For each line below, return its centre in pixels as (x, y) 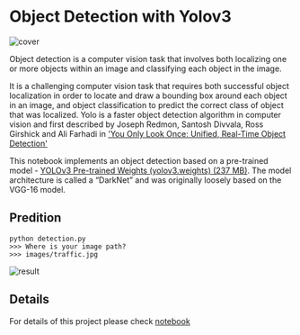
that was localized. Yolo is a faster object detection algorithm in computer (145, 114)
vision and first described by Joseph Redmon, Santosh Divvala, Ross (137, 124)
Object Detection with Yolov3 (120, 17)
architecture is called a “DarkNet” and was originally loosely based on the (146, 180)
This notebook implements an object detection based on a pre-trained (139, 160)
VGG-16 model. (37, 189)
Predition (35, 218)
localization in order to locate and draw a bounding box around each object (148, 95)
